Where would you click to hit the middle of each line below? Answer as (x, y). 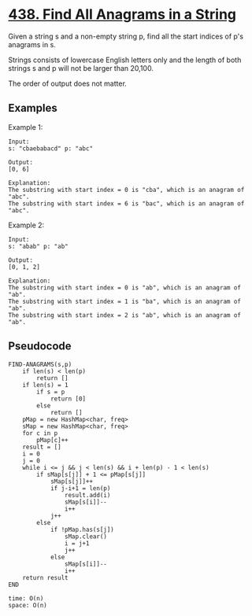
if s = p (51, 392)
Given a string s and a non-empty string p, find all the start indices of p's (126, 36)
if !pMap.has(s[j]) (82, 529)
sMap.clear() (86, 537)
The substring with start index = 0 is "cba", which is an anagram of (126, 190)
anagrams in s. (32, 44)
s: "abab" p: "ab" (38, 246)
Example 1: (26, 127)
